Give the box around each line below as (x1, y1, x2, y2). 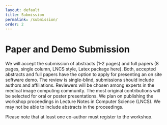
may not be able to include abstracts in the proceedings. (5, 104, 124, 110)
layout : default (5, 7, 40, 13)
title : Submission (5, 12, 44, 17)
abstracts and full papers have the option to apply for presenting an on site (5, 71, 162, 78)
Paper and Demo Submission (5, 44, 130, 55)
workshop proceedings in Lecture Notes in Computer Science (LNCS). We (5, 98, 161, 105)
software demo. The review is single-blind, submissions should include (5, 77, 154, 83)
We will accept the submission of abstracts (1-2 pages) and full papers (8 (5, 61, 159, 67)
